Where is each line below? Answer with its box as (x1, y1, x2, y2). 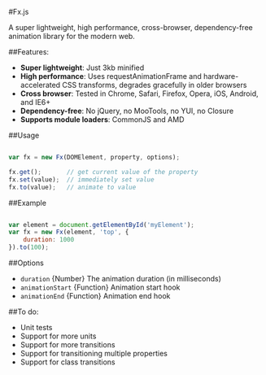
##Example (8, 198, 47, 207)
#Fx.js (8, 7, 29, 16)
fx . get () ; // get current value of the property (8, 168, 198, 176)
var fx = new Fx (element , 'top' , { (8, 228, 129, 237)
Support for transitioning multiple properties (20, 349, 168, 358)
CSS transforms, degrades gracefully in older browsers (62, 81, 247, 89)
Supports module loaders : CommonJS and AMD (20, 115, 185, 124)
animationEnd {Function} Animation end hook (20, 291, 171, 300)
